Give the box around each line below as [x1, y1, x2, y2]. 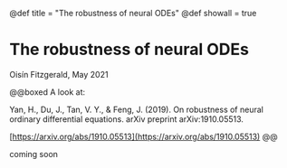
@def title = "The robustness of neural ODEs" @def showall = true [9, 8, 257, 18]
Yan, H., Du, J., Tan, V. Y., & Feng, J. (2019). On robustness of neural [9, 104, 264, 115]
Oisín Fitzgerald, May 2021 [9, 69, 109, 79]
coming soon [9, 148, 59, 159]
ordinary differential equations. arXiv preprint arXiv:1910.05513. [9, 113, 244, 125]
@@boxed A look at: [9, 86, 86, 98]
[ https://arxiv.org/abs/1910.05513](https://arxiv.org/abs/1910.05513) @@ [9, 131, 278, 142]
